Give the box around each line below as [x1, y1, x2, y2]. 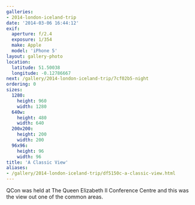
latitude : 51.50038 [11, 64, 61, 71]
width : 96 [17, 153, 42, 159]
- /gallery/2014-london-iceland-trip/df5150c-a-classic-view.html [6, 170, 176, 177]
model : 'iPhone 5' [11, 48, 58, 54]
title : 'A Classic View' [6, 159, 68, 165]
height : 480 [17, 114, 47, 120]
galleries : [6, 8, 34, 15]
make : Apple [11, 43, 42, 49]
